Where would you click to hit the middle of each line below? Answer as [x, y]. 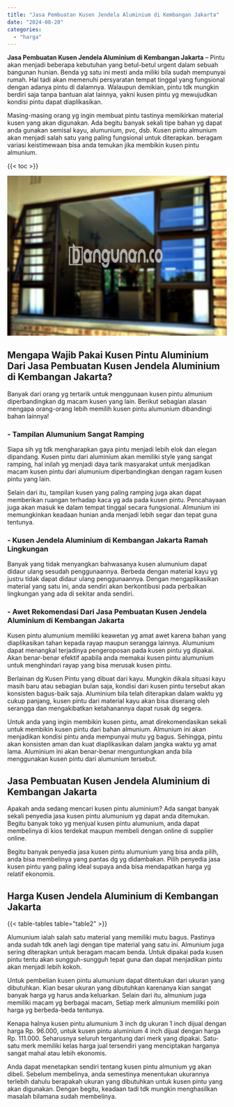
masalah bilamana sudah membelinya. [62, 1097]
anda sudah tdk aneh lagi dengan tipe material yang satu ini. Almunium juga [116, 944]
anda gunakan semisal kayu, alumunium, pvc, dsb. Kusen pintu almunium [112, 130]
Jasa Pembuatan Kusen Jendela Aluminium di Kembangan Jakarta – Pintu [116, 58]
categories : [24, 29]
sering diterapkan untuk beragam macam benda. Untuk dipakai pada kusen [115, 952]
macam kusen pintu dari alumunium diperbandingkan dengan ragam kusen [115, 472]
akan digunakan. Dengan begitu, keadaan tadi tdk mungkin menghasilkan [112, 1089]
